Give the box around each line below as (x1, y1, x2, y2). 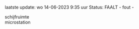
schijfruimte (5, 14, 30, 19)
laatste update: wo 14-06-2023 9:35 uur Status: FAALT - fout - (5, 4, 134, 10)
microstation (5, 19, 31, 25)
